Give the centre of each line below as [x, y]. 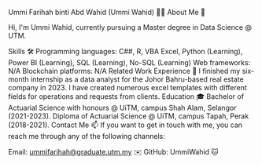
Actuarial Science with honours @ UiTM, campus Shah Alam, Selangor [122, 108]
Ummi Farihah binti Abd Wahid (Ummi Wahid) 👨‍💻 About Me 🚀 [107, 12]
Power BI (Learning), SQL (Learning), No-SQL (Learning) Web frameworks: [129, 62]
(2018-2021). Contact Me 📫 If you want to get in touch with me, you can [125, 125]
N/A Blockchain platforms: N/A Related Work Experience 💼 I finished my [124, 71]
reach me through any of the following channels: [87, 136]
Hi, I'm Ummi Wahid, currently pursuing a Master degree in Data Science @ [130, 27]
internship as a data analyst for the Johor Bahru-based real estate [137, 79]
